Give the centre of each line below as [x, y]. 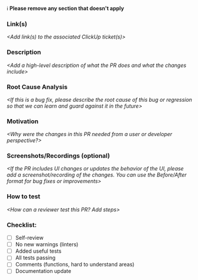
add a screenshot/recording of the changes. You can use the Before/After [97, 175]
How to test [24, 197]
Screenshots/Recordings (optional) [59, 156]
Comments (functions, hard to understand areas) [75, 265]
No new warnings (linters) [47, 244]
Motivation [23, 121]
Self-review [29, 238]
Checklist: [22, 225]
